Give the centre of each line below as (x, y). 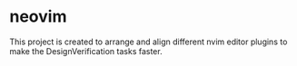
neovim (38, 17)
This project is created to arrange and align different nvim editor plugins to (148, 42)
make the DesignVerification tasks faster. (86, 51)
